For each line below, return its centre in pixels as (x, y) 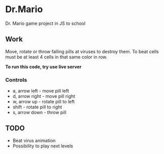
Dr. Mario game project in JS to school (45, 23)
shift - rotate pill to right (37, 107)
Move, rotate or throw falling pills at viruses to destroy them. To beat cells (82, 51)
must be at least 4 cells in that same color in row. (56, 57)
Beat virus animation (34, 140)
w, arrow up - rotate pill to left (44, 102)
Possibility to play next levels (43, 146)
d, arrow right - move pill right (44, 96)
